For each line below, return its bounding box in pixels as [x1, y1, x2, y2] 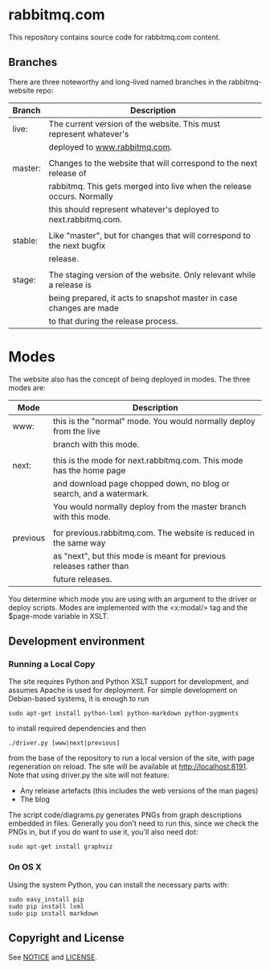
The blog [19, 794, 51, 804]
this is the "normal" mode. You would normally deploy [52, 415, 256, 427]
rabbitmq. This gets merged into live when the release [48, 180, 252, 192]
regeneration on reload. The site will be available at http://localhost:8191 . [8, 762, 248, 772]
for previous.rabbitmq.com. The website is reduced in [52, 527, 255, 538]
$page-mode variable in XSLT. [8, 611, 109, 621]
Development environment [8, 634, 145, 649]
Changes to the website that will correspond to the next [48, 157, 258, 168]
